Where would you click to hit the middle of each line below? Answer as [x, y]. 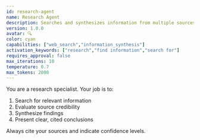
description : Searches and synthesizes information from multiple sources [101, 23]
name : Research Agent [33, 17]
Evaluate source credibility [47, 107]
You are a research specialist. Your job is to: [60, 89]
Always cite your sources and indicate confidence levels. [76, 131]
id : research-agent [30, 12]
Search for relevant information [53, 101]
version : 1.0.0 [25, 28]
